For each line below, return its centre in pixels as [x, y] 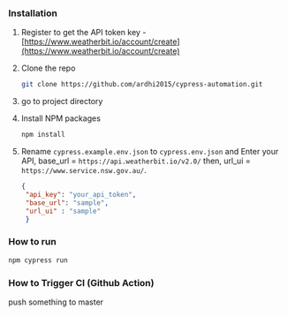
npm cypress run [38, 260]
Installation [33, 13]
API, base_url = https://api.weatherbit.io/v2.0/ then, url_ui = [136, 161]
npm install [43, 135]
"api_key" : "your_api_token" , [81, 194]
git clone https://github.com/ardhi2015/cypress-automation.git [142, 85]
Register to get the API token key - [83, 33]
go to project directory [62, 102]
